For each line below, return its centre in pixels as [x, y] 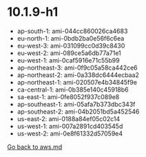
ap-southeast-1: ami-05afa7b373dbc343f [76, 104]
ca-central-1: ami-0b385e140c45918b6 [73, 90]
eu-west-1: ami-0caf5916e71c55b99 [68, 60]
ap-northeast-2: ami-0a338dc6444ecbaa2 [78, 75]
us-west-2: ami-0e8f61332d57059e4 [70, 133]
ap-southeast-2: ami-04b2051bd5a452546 [78, 112]
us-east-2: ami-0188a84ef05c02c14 [69, 118]
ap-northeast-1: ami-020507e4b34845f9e [77, 82]
